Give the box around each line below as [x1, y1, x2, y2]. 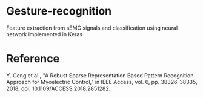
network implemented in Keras [6, 30, 83, 38]
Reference [6, 52, 59, 66]
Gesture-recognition [6, 4, 112, 18]
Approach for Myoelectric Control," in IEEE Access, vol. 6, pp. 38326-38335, [6, 78, 198, 85]
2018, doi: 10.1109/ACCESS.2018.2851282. [6, 85, 111, 92]
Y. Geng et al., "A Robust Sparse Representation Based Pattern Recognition [6, 71, 194, 79]
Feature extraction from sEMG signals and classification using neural [6, 24, 178, 31]
